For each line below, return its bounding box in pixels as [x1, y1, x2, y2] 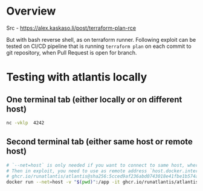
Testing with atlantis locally [6, 70, 147, 84]
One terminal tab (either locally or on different [6, 94, 182, 104]
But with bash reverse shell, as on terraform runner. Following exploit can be [6, 36, 196, 43]
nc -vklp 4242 [6, 119, 45, 126]
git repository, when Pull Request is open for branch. [6, 49, 137, 56]
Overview [6, 4, 56, 18]
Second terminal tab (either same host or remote [6, 136, 193, 147]
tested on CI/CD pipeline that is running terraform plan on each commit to [6, 42, 192, 50]
